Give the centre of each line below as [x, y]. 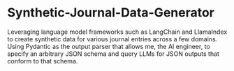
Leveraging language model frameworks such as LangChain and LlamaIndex [117, 32]
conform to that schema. [43, 61]
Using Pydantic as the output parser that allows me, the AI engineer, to [109, 46]
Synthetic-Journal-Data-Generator [111, 13]
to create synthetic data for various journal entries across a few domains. [112, 39]
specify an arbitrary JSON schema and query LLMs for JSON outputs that [114, 54]
